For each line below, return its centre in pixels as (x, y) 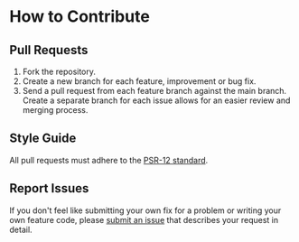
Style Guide (43, 139)
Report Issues (49, 188)
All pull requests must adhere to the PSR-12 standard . (109, 160)
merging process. (55, 110)
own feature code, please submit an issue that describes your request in (144, 219)
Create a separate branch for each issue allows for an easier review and (156, 100)
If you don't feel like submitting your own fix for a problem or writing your (145, 210)
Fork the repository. (59, 71)
